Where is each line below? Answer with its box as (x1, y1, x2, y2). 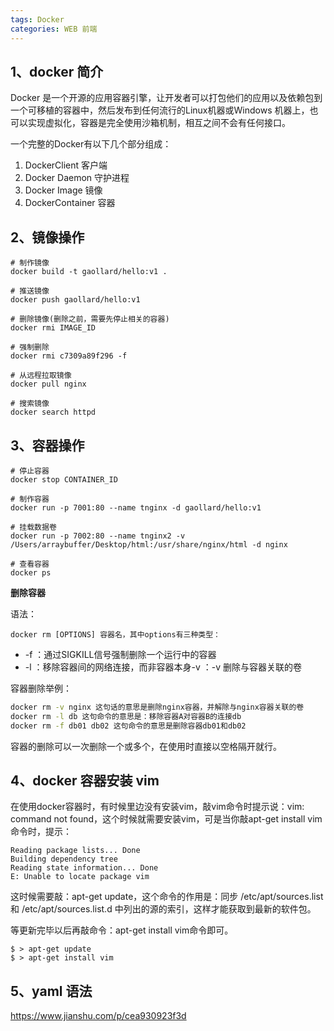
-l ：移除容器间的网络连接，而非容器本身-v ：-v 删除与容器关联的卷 (24, 661, 303, 673)
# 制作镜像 (10, 258, 50, 268)
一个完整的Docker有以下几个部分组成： (10, 138, 172, 150)
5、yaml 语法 (10, 982, 93, 1000)
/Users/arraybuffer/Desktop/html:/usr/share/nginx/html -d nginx (10, 539, 288, 550)
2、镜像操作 (10, 229, 85, 246)
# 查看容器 (10, 559, 50, 569)
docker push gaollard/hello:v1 (10, 295, 141, 305)
